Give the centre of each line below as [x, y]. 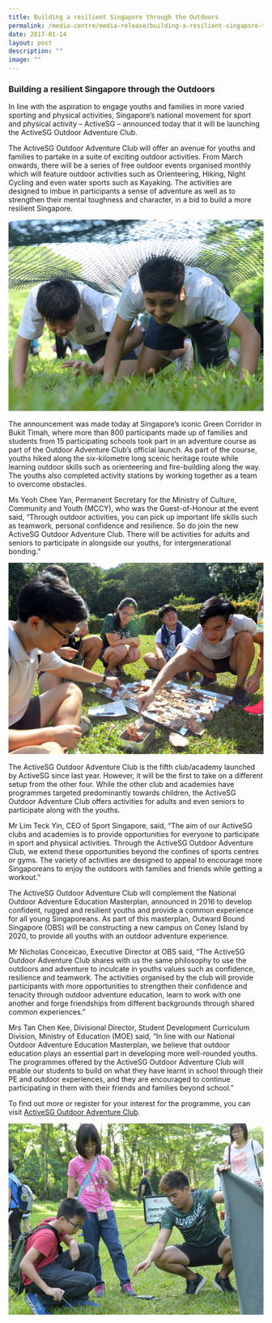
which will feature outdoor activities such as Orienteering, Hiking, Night [127, 174]
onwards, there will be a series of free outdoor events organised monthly [130, 165]
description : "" [36, 51]
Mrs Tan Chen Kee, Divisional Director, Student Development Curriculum [129, 1027]
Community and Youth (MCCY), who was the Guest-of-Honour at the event [134, 508]
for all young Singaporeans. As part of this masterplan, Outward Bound [127, 919]
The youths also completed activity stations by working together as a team [133, 476]
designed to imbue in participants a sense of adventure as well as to [122, 191]
